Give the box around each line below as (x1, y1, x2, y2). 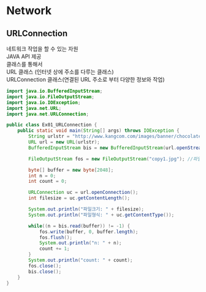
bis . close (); (28, 268, 62, 275)
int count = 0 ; (28, 179, 67, 185)
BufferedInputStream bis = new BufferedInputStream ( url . (28, 145, 177, 151)
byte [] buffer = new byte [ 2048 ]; (28, 167, 114, 173)
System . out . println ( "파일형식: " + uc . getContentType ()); (28, 212, 175, 218)
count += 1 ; (39, 246, 70, 252)
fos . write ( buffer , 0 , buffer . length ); (39, 228, 139, 235)
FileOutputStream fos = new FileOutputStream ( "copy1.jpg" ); (28, 156, 185, 162)
